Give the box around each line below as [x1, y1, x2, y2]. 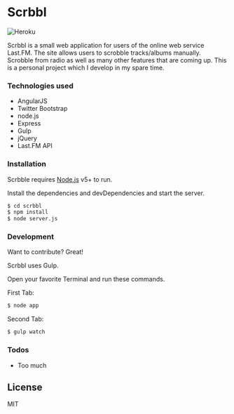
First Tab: [7, 288, 35, 297]
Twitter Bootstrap [17, 105, 68, 113]
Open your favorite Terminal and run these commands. [7, 275, 165, 283]
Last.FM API [17, 142, 53, 150]
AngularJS [17, 97, 48, 105]
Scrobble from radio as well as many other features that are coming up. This [7, 55, 227, 64]
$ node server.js [7, 215, 58, 222]
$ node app [7, 302, 39, 309]
